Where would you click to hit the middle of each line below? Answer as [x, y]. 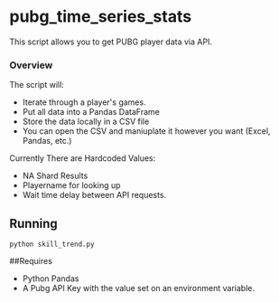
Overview [31, 65]
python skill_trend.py [52, 245]
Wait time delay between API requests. [94, 195]
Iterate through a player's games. [84, 102]
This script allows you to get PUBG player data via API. [111, 42]
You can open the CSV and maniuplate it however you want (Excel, [146, 131]
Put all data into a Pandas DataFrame [91, 112]
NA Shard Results [55, 176]
